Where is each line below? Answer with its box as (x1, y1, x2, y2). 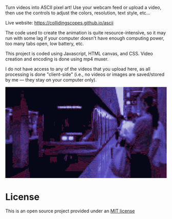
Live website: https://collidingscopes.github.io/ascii (5, 20, 114, 26)
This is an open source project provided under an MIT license (5, 208, 135, 214)
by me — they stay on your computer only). (5, 77, 97, 83)
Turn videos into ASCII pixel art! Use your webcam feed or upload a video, (5, 5, 162, 10)
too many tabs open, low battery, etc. (5, 41, 84, 47)
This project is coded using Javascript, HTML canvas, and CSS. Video (5, 51, 153, 56)
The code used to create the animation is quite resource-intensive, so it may (5, 30, 166, 35)
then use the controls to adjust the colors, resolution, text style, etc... (5, 10, 150, 16)
